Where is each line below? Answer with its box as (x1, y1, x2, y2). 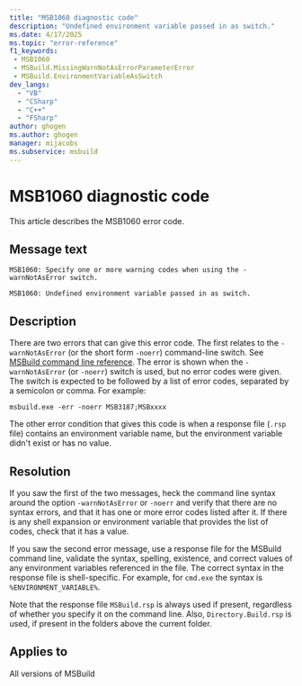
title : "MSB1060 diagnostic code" (9, 13, 139, 23)
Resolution (9, 464, 71, 479)
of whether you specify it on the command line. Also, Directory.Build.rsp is (9, 609, 292, 619)
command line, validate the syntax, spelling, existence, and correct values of (9, 553, 293, 564)
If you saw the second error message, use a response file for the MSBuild (9, 544, 282, 554)
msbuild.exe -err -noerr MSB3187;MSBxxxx (9, 402, 167, 412)
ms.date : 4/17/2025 (9, 30, 83, 39)
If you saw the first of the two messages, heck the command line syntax (9, 488, 276, 498)
